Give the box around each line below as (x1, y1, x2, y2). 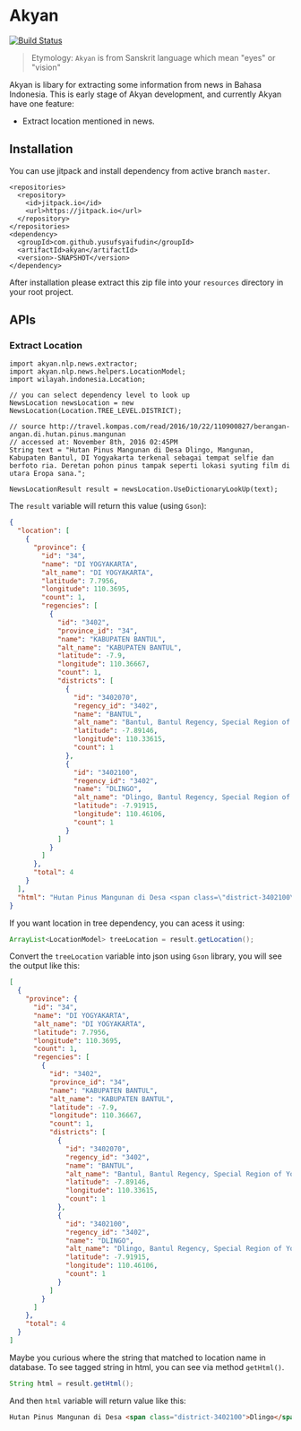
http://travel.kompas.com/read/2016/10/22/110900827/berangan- (48, 422, 291, 431)
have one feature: (9, 98, 74, 108)
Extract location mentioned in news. (21, 116, 155, 126)
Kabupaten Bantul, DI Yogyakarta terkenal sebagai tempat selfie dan (9, 453, 275, 462)
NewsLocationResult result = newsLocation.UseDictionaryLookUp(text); (9, 485, 279, 494)
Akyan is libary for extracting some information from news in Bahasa (9, 79, 262, 90)
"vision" (30, 62, 61, 73)
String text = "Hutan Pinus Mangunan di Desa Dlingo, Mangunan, (9, 445, 254, 455)
